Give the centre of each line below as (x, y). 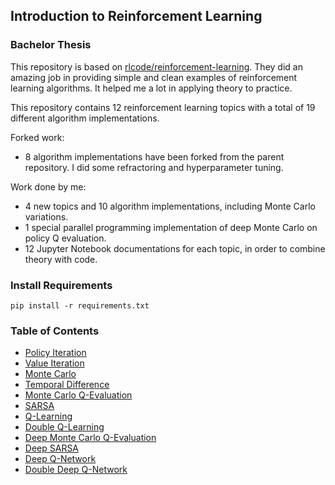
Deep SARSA (52, 448)
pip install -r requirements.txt (80, 305)
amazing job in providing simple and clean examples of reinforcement (154, 77)
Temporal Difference (67, 385)
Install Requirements (61, 285)
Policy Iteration (55, 353)
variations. (46, 216)
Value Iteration (54, 363)
